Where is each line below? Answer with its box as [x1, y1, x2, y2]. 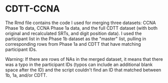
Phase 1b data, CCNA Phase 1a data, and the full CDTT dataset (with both [5, 25, 158, 31]
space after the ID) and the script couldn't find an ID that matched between [5, 66, 161, 73]
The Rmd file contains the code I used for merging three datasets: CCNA [5, 20, 156, 26]
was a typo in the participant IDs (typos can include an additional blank [5, 61, 153, 67]
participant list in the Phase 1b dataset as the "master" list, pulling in [5, 36, 146, 42]
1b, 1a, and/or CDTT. [5, 72, 47, 78]
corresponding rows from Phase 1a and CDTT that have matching [5, 41, 141, 47]
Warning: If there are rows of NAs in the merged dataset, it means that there [5, 56, 163, 62]
